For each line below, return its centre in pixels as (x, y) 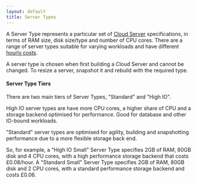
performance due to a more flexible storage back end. (71, 138)
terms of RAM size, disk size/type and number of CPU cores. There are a (94, 40)
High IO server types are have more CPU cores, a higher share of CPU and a (98, 108)
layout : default (26, 11)
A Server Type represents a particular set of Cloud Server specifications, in (97, 34)
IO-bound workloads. (32, 121)
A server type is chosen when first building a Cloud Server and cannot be (95, 64)
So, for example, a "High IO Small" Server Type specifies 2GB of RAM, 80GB (98, 149)
